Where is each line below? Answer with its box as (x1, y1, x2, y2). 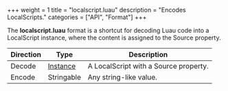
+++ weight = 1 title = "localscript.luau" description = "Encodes (7, 6, 187, 14)
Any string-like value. (87, 73, 158, 81)
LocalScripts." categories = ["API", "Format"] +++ (7, 13, 147, 21)
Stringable (47, 73, 81, 81)
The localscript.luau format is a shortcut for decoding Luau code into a (7, 27, 209, 34)
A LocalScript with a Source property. (87, 62, 209, 70)
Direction (10, 50, 41, 59)
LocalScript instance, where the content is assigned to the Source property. (7, 34, 221, 42)
